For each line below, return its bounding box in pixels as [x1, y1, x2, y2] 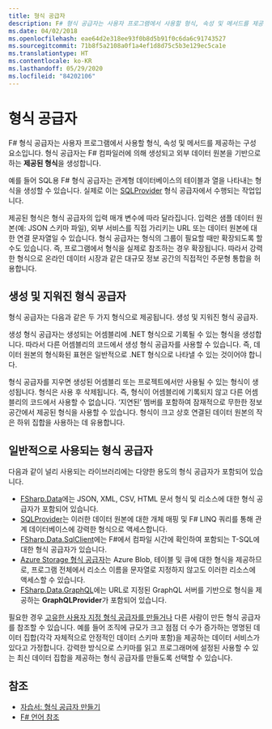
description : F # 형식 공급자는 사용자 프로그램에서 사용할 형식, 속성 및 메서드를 [8, 19, 249, 28]
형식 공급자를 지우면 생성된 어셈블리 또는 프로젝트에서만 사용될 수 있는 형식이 [8, 377, 251, 387]
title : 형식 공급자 [8, 11, 66, 20]
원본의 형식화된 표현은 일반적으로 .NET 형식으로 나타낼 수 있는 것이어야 [23, 350, 247, 360]
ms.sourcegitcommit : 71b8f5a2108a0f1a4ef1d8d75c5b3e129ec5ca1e [8, 42, 227, 50]
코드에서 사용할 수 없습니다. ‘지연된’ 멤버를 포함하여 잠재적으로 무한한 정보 [29, 398, 263, 407]
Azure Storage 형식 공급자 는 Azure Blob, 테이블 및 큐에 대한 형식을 [19, 555, 235, 565]
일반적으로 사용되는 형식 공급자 [8, 443, 154, 458]
